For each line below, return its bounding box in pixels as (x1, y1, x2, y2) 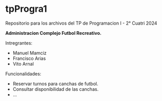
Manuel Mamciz (12, 50, 47, 56)
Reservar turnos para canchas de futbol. (12, 80, 98, 87)
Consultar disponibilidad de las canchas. (12, 86, 99, 92)
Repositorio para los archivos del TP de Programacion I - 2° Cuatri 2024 (5, 20, 157, 26)
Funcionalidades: (5, 70, 42, 77)
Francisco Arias (12, 55, 46, 62)
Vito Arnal (12, 60, 34, 67)
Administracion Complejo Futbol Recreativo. (5, 30, 102, 36)
